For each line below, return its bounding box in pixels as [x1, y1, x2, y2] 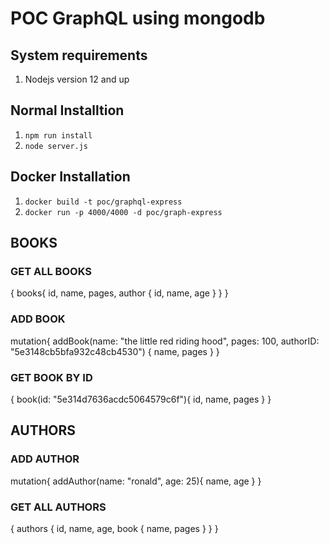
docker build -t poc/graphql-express [24, 197, 183, 207]
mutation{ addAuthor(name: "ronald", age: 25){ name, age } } [10, 475, 262, 487]
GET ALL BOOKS [10, 264, 92, 278]
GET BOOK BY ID [10, 370, 93, 384]
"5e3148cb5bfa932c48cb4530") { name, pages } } [10, 345, 220, 357]
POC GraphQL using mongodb [10, 7, 266, 30]
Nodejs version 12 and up [24, 73, 130, 85]
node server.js [24, 141, 89, 151]
